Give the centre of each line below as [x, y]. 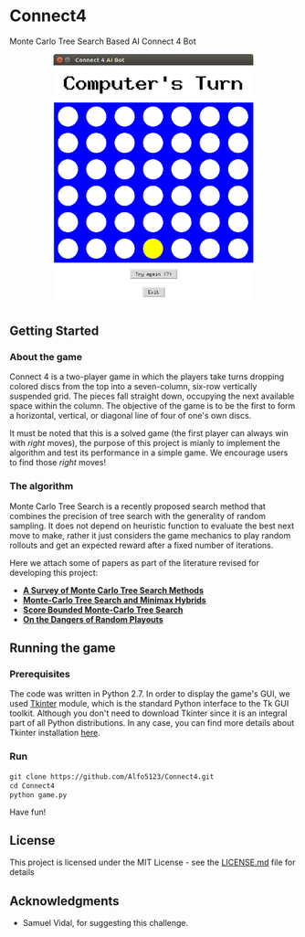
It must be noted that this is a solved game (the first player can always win [149, 433]
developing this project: [54, 572]
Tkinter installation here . [55, 733]
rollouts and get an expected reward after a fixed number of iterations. [142, 545]
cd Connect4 [32, 786]
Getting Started [54, 330]
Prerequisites [40, 674]
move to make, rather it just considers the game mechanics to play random [150, 535]
